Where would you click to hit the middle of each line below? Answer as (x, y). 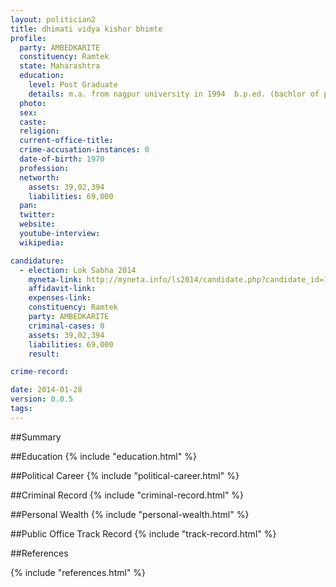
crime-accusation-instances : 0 (84, 150)
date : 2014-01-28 (46, 390)
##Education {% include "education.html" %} (103, 456)
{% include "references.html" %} (78, 572)
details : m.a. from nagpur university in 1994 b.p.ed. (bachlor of (174, 94)
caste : (33, 122)
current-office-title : (66, 141)
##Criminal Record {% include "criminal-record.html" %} (127, 495)
